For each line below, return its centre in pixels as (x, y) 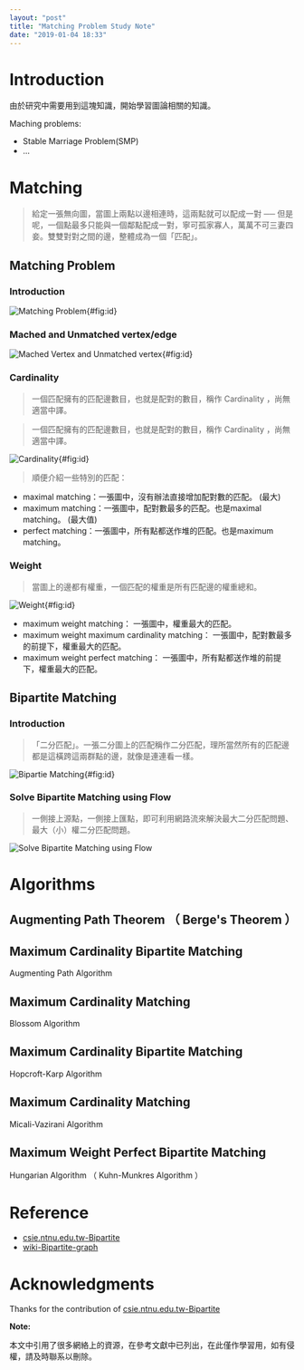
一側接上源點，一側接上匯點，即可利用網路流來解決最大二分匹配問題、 (162, 818)
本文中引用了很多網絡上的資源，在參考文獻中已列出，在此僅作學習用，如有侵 (152, 1346)
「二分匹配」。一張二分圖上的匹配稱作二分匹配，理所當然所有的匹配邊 (160, 745)
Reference (49, 1213)
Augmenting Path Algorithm (61, 973)
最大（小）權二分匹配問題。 (83, 829)
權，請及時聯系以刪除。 (53, 1356)
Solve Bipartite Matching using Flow (90, 797)
